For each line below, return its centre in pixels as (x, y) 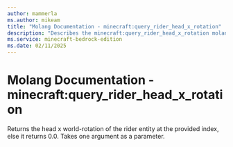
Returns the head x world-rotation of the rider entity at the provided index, (113, 128)
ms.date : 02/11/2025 (37, 46)
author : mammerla (32, 14)
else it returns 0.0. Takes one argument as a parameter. (86, 136)
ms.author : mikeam (34, 20)
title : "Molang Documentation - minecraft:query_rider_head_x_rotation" (114, 26)
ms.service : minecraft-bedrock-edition (65, 40)
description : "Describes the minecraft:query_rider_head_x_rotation (108, 33)
